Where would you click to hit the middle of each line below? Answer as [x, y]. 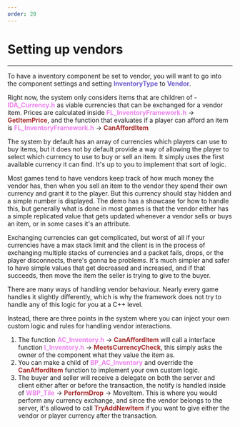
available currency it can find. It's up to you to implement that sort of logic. [117, 164]
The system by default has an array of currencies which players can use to [117, 141]
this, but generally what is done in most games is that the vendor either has [118, 209]
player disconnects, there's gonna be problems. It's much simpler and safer [119, 260]
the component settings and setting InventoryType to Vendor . [99, 84]
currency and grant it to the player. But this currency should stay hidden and [120, 193]
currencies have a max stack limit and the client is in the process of [106, 245]
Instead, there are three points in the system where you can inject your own [119, 318]
